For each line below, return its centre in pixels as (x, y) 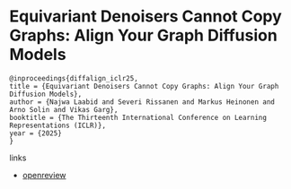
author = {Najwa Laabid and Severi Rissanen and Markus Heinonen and (142, 102)
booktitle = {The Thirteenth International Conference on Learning (138, 117)
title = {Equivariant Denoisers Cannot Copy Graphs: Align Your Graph (144, 86)
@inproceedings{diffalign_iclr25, (74, 78)
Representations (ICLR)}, (57, 125)
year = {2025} (36, 133)
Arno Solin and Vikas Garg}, (64, 109)
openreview (44, 175)
